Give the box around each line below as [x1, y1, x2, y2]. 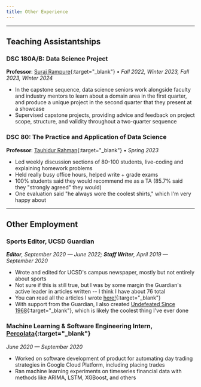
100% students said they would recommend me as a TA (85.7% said [14, 177, 183, 185]
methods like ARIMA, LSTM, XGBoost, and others [14, 374, 136, 381]
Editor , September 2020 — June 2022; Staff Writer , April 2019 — [6, 251, 169, 258]
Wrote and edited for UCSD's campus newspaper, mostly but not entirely [14, 269, 195, 276]
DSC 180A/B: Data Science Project [6, 55, 108, 63]
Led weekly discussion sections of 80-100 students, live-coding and [14, 158, 184, 165]
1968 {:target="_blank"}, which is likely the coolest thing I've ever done [14, 307, 189, 315]
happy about [14, 196, 47, 204]
